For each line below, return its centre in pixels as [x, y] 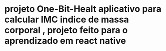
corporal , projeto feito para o [66, 30]
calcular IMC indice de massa [67, 20]
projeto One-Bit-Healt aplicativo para [83, 9]
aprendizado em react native [65, 41]
